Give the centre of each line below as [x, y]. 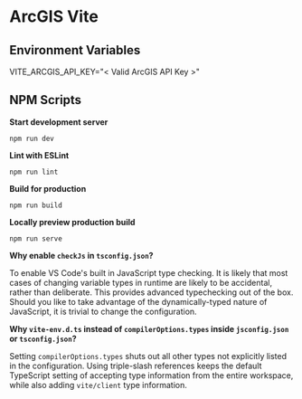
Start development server [59, 122]
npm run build [36, 205]
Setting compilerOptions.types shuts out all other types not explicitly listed [148, 356]
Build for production [48, 188]
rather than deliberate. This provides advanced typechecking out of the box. [151, 292]
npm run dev [32, 138]
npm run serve [36, 238]
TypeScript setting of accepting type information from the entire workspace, [151, 375]
